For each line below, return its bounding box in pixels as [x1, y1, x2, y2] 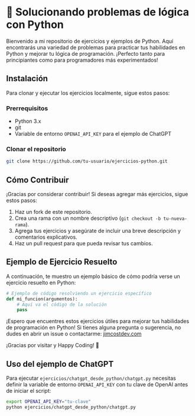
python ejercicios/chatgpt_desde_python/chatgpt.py [6, 404, 136, 411]
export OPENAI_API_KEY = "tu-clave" [6, 399, 92, 405]
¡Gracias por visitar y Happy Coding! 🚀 [6, 342, 99, 349]
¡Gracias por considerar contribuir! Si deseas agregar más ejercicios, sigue [6, 191, 188, 198]
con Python [6, 18, 64, 31]
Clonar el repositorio [6, 145, 66, 153]
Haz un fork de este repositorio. [14, 209, 93, 216]
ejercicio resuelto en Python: [6, 279, 76, 286]
